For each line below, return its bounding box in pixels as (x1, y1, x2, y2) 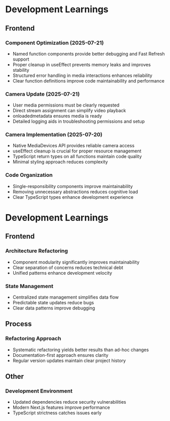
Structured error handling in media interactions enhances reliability (12, 72, 153, 78)
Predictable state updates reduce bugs (12, 299, 94, 305)
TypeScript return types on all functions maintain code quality (12, 153, 142, 160)
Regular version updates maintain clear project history (12, 357, 126, 363)
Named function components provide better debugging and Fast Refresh (12, 50, 165, 57)
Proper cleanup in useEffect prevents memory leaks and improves (12, 61, 151, 67)
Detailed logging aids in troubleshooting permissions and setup (12, 118, 145, 124)
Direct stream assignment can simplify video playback (12, 108, 126, 114)
